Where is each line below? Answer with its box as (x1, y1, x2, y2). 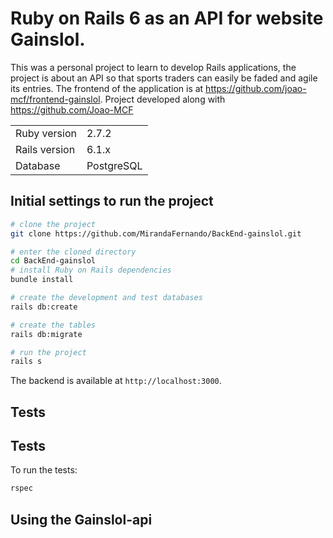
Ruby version (15, 126, 77, 140)
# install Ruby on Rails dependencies (10, 265, 172, 276)
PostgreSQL (86, 158, 143, 172)
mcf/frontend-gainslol (10, 93, 101, 105)
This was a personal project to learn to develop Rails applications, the (10, 61, 297, 73)
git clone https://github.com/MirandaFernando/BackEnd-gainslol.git (10, 228, 302, 239)
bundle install (10, 275, 74, 285)
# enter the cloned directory (10, 247, 137, 257)
